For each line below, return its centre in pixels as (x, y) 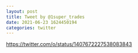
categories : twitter (31, 28)
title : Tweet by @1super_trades (45, 17)
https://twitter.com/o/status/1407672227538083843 (69, 44)
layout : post (22, 11)
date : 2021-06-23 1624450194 (42, 22)
